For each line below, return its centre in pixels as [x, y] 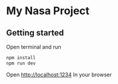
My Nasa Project [48, 11]
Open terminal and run [34, 47]
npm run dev [21, 63]
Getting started [35, 33]
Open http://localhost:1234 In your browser [59, 75]
